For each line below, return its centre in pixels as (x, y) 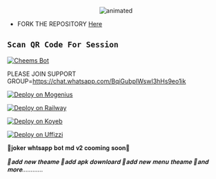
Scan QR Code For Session (63, 45)
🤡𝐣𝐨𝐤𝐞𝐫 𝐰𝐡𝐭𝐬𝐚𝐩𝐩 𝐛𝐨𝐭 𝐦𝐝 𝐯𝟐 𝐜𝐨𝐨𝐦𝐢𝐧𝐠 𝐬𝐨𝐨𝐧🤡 (69, 147)
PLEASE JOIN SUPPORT (42, 74)
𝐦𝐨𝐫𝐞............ (25, 169)
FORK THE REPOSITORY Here (59, 24)
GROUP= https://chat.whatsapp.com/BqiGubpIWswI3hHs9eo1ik (97, 81)
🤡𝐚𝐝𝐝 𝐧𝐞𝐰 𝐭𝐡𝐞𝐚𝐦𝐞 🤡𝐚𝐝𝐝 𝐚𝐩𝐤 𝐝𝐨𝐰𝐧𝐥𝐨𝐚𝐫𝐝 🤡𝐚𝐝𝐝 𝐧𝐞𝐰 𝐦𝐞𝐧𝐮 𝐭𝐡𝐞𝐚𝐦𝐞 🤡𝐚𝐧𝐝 (108, 161)
